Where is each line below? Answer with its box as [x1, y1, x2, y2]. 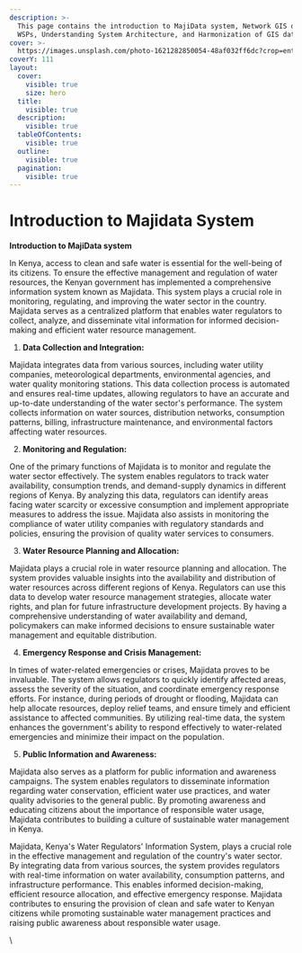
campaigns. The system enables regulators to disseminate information [9, 776, 270, 787]
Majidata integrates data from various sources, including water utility [9, 360, 263, 370]
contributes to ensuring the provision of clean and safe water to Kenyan [9, 898, 275, 909]
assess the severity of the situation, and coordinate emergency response [9, 684, 280, 695]
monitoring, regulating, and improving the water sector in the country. [9, 296, 267, 307]
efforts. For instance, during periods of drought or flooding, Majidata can [9, 693, 279, 704]
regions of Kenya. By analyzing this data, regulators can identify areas [9, 490, 269, 501]
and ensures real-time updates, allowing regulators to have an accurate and [9, 388, 290, 399]
